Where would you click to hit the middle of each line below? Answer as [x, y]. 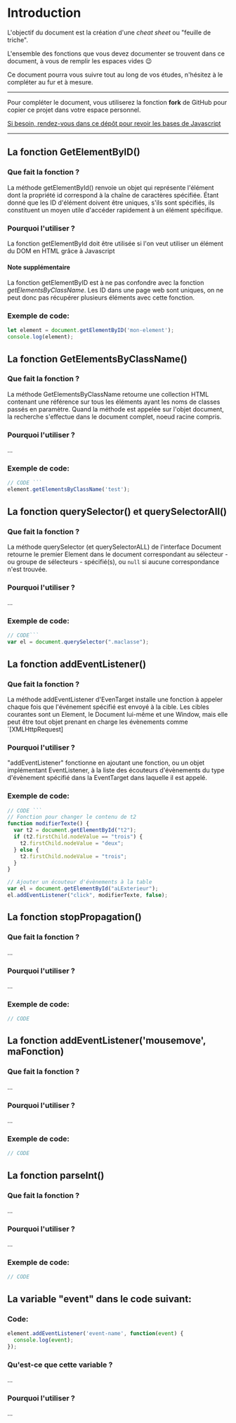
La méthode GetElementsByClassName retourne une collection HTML [108, 394]
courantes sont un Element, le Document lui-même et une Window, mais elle [118, 714]
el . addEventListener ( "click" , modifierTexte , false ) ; [88, 895]
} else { [26, 850]
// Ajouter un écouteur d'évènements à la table [80, 882]
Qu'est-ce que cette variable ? [60, 1365]
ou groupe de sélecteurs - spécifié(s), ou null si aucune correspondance [113, 561]
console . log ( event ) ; [44, 1340]
